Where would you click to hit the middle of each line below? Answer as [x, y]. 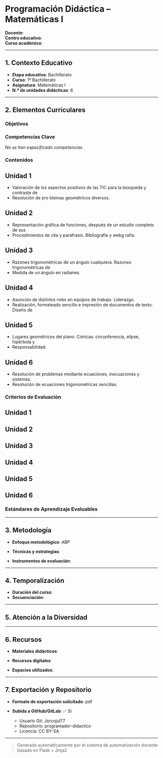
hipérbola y [23, 342]
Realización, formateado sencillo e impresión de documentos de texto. [82, 304]
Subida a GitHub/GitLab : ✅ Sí [42, 711]
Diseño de [22, 310]
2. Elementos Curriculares [45, 110]
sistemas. [22, 379]
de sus [19, 230]
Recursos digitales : [32, 660]
